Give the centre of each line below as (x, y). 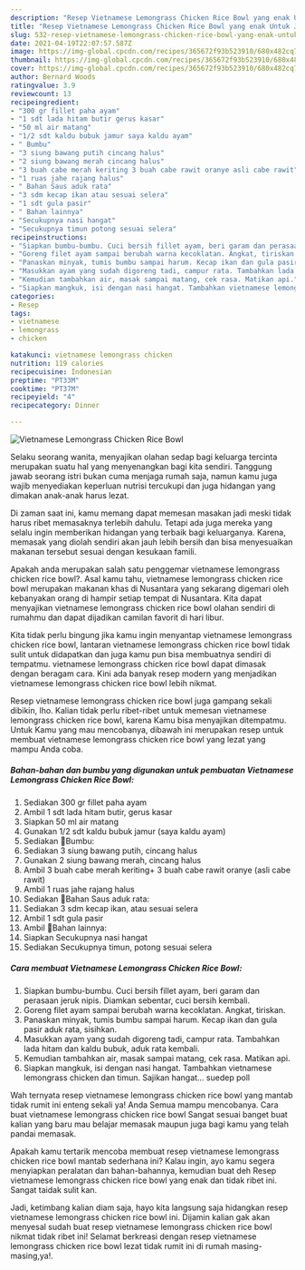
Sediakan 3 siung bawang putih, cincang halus (110, 851)
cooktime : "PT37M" (45, 389)
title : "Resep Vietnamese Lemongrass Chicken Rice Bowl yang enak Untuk (150, 26)
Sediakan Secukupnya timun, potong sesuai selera (118, 947)
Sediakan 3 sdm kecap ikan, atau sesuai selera (110, 908)
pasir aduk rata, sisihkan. (70, 1029)
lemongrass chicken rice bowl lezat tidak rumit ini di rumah (120, 1245)
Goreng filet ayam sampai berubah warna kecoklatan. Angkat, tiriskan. (154, 1009)
